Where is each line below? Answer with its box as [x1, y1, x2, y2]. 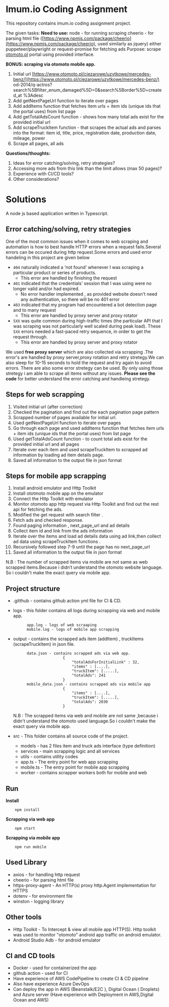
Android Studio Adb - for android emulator [13, 937, 101, 943]
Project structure [6, 584, 60, 593]
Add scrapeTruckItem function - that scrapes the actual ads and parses [13, 124, 161, 130]
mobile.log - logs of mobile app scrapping [26, 627, 120, 632]
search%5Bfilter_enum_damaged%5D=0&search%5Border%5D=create [13, 87, 162, 93]
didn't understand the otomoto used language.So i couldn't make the [13, 718, 156, 724]
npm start [15, 826, 36, 831]
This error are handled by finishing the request [20, 275, 117, 281]
